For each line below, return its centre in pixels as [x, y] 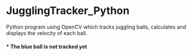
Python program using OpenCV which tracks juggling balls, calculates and [96, 27]
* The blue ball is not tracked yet [47, 46]
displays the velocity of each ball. [47, 33]
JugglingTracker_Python [68, 11]
